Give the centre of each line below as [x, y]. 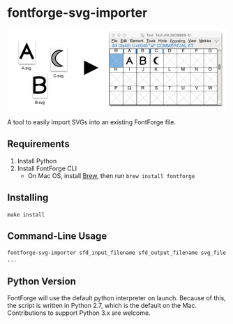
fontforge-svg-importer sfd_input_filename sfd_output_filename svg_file [117, 253]
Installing [28, 198]
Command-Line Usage [57, 236]
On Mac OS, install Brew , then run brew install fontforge [111, 175]
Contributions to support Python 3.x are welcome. [79, 313]
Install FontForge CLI [47, 168]
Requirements [38, 144]
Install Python [37, 161]
